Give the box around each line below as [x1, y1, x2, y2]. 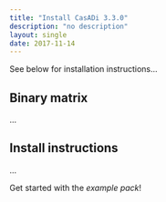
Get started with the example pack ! [9, 182, 142, 193]
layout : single [9, 30, 67, 39]
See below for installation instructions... [9, 64, 158, 75]
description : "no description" [9, 22, 129, 31]
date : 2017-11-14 [9, 38, 76, 48]
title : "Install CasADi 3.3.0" [9, 13, 129, 23]
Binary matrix [9, 90, 88, 106]
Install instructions [9, 140, 119, 156]
